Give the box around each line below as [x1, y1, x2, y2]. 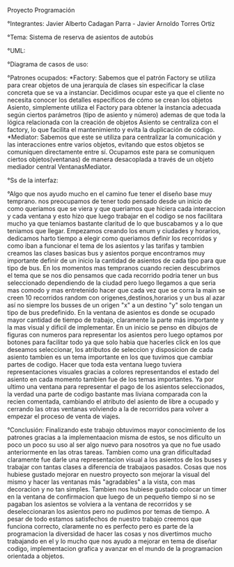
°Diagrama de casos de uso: [7, 60, 89, 68]
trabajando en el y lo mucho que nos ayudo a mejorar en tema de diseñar [7, 537, 217, 545]
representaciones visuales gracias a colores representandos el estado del [7, 368, 219, 376]
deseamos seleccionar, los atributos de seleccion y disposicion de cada [7, 346, 214, 353]
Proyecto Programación [7, 6, 75, 14]
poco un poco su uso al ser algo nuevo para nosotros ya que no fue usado [7, 441, 221, 449]
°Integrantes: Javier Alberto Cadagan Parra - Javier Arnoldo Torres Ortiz [7, 20, 215, 27]
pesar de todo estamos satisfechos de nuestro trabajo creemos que [7, 515, 202, 523]
